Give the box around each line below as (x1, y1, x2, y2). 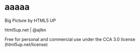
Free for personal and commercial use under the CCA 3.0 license (4, 36, 136, 42)
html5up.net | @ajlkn (4, 27, 47, 33)
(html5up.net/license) (4, 41, 48, 47)
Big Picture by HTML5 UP (4, 17, 56, 23)
